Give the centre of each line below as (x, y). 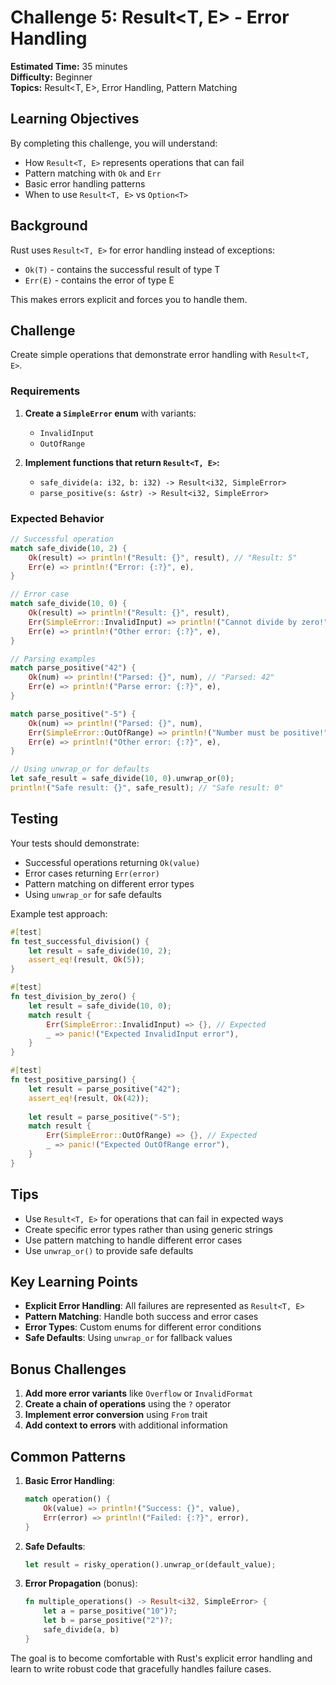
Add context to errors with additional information (126, 1425)
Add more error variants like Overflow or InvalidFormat (139, 1393)
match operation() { (67, 1499)
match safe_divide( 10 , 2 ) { (69, 548)
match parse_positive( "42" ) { (73, 668)
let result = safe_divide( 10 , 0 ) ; (100, 1006)
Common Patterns (68, 1456)
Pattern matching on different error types (109, 883)
